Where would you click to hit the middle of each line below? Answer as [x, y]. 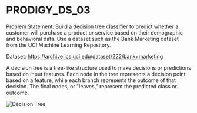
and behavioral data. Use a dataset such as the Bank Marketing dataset [93, 39]
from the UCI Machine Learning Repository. [59, 45]
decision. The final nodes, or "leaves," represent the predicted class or [92, 86]
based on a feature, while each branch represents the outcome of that [91, 80]
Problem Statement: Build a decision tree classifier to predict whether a [92, 26]
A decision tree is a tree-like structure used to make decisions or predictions [98, 67]
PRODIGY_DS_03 [48, 10]
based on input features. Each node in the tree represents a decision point [96, 74]
